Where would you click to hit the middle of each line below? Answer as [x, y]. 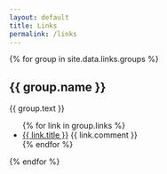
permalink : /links [43, 34]
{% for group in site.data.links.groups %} [84, 59]
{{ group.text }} [37, 108]
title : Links [33, 26]
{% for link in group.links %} [74, 126]
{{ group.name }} [58, 87]
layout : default [39, 17]
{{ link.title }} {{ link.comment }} [80, 135]
